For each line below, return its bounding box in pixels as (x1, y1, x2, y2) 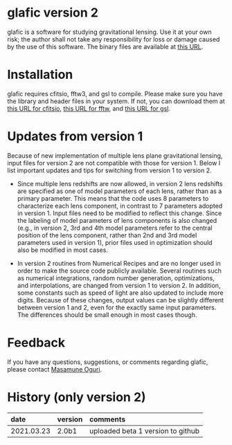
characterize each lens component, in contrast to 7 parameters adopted (17, 201, 223, 210)
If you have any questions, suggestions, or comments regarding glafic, (7, 358, 208, 366)
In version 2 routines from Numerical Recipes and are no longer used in (17, 259, 221, 267)
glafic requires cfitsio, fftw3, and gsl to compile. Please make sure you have (7, 89, 223, 98)
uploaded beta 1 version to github (89, 426, 199, 435)
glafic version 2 (7, 5, 99, 21)
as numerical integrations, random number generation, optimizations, (17, 273, 215, 282)
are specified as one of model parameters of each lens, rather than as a (17, 187, 222, 195)
